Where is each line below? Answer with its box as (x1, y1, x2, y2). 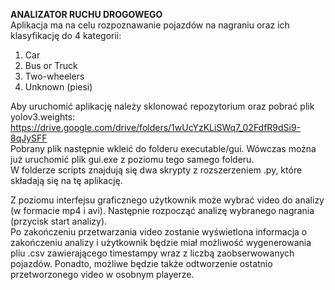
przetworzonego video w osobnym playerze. (10, 269, 195, 280)
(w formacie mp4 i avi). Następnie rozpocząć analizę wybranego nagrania (10, 205, 315, 216)
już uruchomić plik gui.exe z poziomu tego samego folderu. (10, 154, 255, 165)
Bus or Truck (24, 60, 78, 71)
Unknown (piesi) (24, 81, 93, 93)
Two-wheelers (24, 70, 85, 82)
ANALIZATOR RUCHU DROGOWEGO (10, 9, 163, 20)
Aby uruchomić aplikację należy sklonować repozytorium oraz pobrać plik (10, 100, 315, 112)
